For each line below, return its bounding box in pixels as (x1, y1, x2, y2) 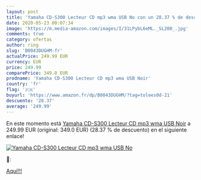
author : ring (6, 42, 39, 48)
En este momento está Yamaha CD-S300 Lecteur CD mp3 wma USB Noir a (6, 120, 191, 127)
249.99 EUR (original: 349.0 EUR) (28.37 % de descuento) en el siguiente (6, 126, 187, 133)
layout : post (6, 8, 39, 15)
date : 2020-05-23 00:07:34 (6, 20, 74, 26)
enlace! (6, 132, 25, 139)
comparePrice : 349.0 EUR (6, 70, 68, 76)
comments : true (6, 31, 44, 37)
